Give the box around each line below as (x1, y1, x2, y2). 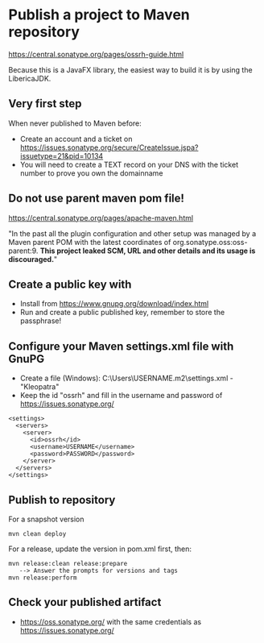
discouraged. (8, 254, 55, 263)
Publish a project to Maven (8, 6, 191, 24)
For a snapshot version (8, 514, 85, 524)
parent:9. (8, 246, 39, 255)
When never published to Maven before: (8, 118, 142, 128)
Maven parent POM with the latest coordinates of (8, 237, 171, 247)
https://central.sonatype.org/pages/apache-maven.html (8, 213, 194, 222)
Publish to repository (8, 493, 116, 507)
